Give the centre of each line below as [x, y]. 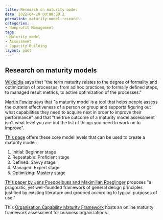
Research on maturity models [51, 70]
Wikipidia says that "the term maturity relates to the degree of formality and [81, 82]
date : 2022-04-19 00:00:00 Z [35, 14]
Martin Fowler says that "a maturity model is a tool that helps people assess [81, 102]
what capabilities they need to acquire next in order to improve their [73, 112]
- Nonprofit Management [29, 28]
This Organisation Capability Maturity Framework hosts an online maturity [79, 207]
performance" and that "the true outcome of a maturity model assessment [80, 117]
